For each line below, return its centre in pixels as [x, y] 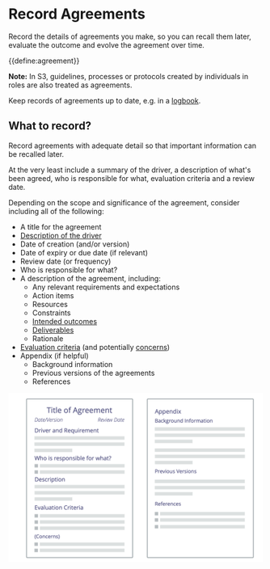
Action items [53, 295]
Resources [50, 304]
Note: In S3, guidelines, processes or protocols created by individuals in [129, 76]
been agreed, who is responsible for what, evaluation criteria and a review [132, 178]
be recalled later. [36, 154]
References [51, 381]
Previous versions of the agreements [93, 373]
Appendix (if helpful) [54, 356]
